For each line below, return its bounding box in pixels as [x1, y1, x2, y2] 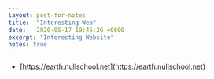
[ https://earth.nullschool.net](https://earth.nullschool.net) [19, 62, 206, 71]
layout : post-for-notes [8, 11, 87, 20]
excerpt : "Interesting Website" [8, 33, 114, 41]
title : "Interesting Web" [8, 19, 97, 27]
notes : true [8, 41, 47, 48]
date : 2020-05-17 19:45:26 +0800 [8, 26, 125, 34]
